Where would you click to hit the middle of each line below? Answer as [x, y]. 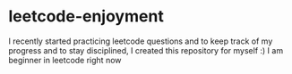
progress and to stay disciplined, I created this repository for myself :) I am [146, 50]
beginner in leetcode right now [65, 60]
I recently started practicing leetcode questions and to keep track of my [141, 41]
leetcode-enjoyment [86, 16]
